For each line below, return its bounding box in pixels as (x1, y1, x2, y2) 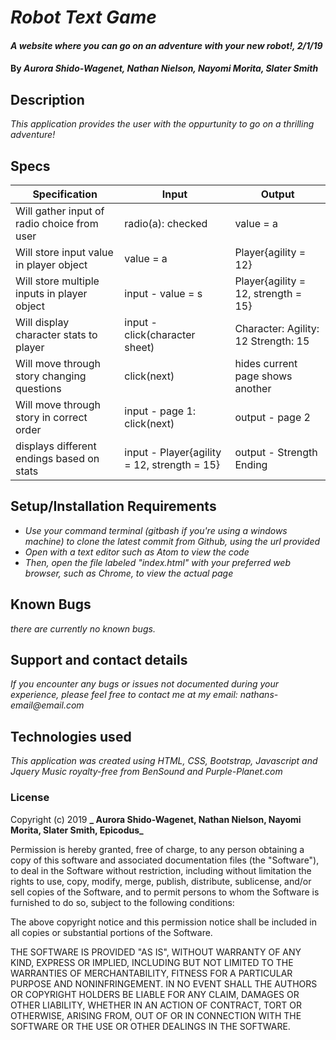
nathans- (239, 689, 279, 701)
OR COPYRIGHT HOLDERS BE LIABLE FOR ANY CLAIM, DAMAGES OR (10, 988, 300, 1000)
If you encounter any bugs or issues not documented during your (10, 678, 280, 690)
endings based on (15, 452, 100, 465)
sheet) (124, 341, 155, 354)
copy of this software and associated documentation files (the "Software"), (10, 854, 320, 866)
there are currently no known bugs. (10, 622, 156, 635)
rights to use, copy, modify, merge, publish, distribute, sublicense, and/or (10, 875, 312, 887)
